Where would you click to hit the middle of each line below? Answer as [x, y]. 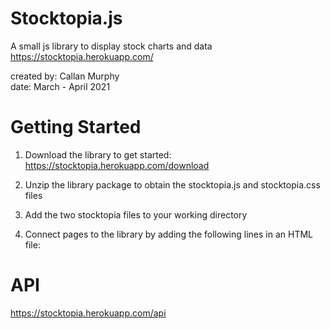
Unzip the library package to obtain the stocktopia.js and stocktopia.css [172, 184]
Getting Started [76, 127]
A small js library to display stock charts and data [111, 46]
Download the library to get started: [98, 154]
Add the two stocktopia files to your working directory [136, 214]
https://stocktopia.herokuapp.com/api [88, 313]
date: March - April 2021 [60, 86]
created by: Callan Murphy [65, 76]
